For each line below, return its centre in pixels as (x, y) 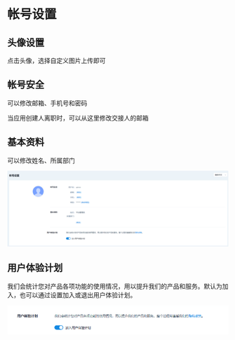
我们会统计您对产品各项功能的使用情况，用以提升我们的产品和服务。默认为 (115, 286)
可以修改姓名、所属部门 (41, 160)
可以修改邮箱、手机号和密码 (47, 103)
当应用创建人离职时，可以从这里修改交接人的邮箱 (78, 118)
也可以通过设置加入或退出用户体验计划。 (78, 294)
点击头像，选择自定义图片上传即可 (56, 61)
